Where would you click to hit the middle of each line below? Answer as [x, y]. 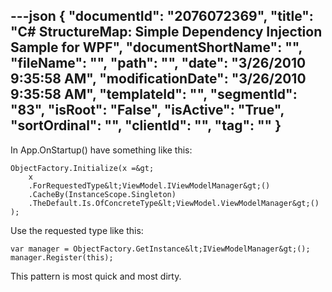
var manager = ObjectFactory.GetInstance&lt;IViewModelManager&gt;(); [160, 249]
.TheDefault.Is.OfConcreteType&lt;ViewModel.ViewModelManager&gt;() [174, 203]
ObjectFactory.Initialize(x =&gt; [82, 168]
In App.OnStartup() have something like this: [101, 150]
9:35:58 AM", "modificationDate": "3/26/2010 [158, 79]
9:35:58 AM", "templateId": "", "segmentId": [154, 94]
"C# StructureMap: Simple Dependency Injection [166, 32]
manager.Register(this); [62, 257]
